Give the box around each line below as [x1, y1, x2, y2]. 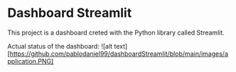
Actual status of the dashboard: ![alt [7, 42, 113, 50]
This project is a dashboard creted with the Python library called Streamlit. [7, 28, 225, 37]
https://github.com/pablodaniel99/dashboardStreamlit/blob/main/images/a [9, 49, 229, 58]
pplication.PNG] [7, 56, 54, 65]
